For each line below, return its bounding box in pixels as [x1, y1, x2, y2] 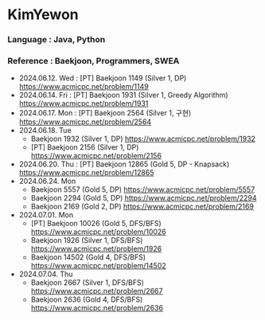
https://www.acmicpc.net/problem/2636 [30, 303, 164, 313]
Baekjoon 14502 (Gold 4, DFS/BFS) [30, 252, 146, 262]
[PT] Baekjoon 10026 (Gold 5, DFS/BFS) [30, 219, 162, 228]
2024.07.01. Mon [18, 210, 73, 220]
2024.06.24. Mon [18, 177, 76, 186]
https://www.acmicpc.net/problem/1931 [18, 99, 149, 108]
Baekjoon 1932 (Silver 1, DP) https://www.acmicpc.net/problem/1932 [30, 134, 256, 144]
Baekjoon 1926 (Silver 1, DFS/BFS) [30, 236, 143, 245]
